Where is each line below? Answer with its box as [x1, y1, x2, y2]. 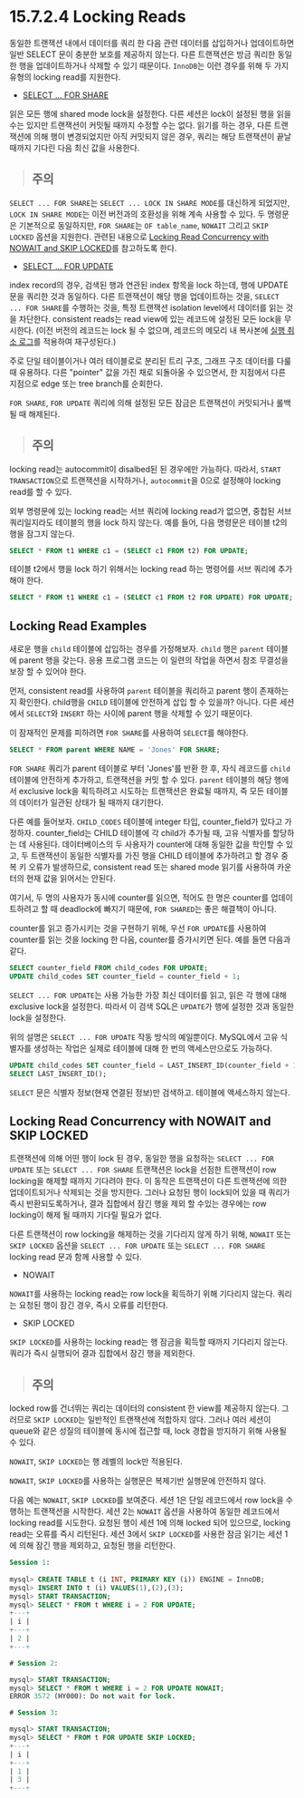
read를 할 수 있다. [9, 486, 72, 497]
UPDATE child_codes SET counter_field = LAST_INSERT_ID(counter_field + [9, 1061, 290, 1070]
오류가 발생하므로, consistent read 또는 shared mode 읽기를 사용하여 [28, 861, 275, 872]
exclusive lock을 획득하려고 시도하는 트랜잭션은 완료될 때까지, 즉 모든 [18, 786, 265, 796]
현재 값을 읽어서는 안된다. [25, 873, 116, 883]
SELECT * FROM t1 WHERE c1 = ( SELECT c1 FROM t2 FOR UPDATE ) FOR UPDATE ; [9, 593, 294, 602]
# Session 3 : [9, 1708, 59, 1717]
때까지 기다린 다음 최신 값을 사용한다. [9, 142, 140, 153]
